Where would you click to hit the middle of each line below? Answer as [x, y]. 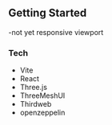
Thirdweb [36, 104]
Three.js [34, 88]
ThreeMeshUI [42, 96]
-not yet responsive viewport [56, 32]
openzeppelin [42, 113]
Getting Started [48, 13]
